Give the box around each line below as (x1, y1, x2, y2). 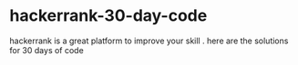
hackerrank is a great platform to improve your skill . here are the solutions (9, 35, 289, 46)
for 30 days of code (9, 44, 84, 55)
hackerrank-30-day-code (9, 5, 208, 26)
